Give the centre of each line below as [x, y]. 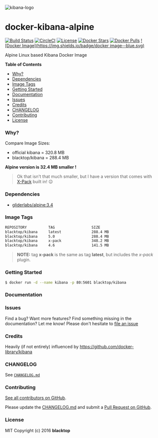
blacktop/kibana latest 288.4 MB [57, 232]
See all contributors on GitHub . [36, 398]
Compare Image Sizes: [28, 143]
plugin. [24, 260]
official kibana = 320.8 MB [38, 153]
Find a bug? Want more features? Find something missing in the [68, 318]
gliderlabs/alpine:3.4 [32, 205]
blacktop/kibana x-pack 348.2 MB [57, 241]
